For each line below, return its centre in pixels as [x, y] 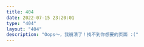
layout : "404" [24, 29]
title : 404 [20, 12]
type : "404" [21, 23]
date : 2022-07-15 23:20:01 [40, 18]
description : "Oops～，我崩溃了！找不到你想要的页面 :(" [72, 35]
